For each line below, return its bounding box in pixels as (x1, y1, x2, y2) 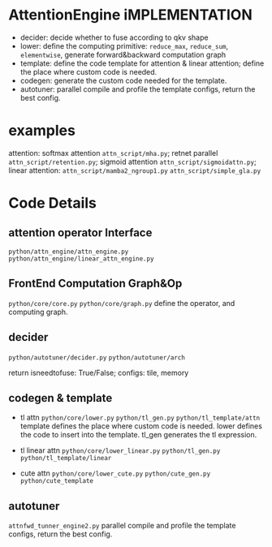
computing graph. (8, 307, 68, 317)
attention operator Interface (8, 226, 153, 240)
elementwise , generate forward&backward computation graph (19, 50, 227, 59)
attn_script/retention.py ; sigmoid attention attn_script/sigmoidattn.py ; (8, 157, 257, 166)
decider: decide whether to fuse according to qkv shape (19, 32, 209, 42)
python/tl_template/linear (19, 454, 112, 463)
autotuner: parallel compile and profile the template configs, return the (19, 84, 256, 94)
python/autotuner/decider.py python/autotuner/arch (8, 353, 185, 362)
